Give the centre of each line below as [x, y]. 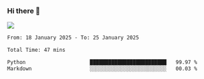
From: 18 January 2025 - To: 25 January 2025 [73, 38]
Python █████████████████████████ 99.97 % [102, 63]
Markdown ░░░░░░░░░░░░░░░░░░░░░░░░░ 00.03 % [102, 68]
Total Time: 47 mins [37, 50]
